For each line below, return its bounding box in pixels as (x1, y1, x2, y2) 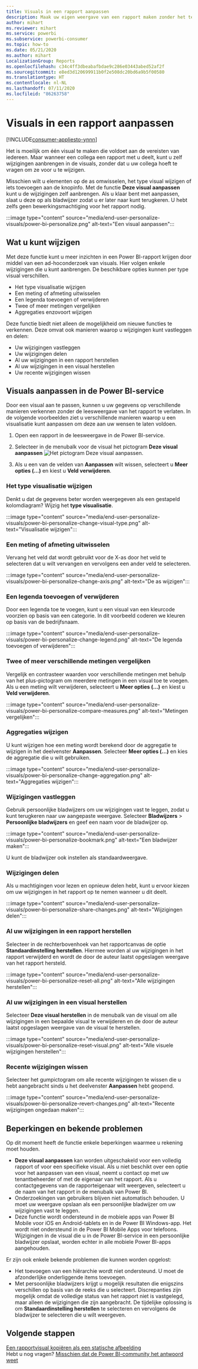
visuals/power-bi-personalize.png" (6, 220, 91, 227)
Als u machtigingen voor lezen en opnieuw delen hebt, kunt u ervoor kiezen (6, 882, 190, 889)
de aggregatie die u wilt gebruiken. (6, 754, 91, 761)
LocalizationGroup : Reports (6, 58, 75, 64)
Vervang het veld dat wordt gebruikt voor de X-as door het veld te (6, 554, 166, 561)
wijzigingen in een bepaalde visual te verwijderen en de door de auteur (6, 1017, 179, 1024)
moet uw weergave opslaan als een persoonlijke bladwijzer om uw (14, 1201, 176, 1208)
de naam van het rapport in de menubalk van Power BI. (14, 1188, 148, 1196)
